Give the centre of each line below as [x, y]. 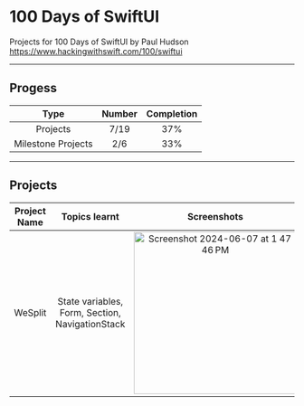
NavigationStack [90, 325]
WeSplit [30, 313]
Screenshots [215, 216]
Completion [172, 113]
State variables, [90, 302]
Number [120, 113]
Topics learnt [90, 216]
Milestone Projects [53, 144]
